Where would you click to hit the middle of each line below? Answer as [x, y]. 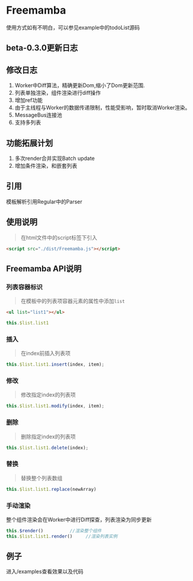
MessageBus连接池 [38, 115]
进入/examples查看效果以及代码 [45, 572]
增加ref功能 [29, 100]
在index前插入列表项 [46, 353]
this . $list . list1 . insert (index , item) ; [55, 365]
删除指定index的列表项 [48, 436]
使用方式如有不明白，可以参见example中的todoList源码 [73, 27]
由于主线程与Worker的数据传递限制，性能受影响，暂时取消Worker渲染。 [102, 108]
